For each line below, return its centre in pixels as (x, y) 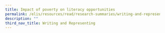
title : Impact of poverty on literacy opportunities (60, 9)
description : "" (22, 18)
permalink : (16, 14)
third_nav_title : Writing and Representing (50, 23)
